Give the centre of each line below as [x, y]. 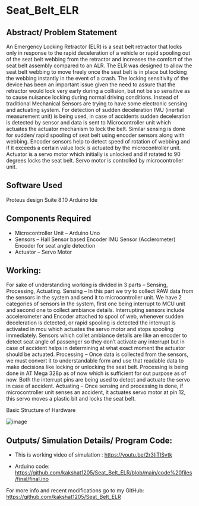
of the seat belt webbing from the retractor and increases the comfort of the [99, 59]
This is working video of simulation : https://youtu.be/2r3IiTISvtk [93, 455]
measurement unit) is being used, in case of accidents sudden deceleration [99, 116]
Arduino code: [32, 466]
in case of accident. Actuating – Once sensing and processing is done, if [95, 386]
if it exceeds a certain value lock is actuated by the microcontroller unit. [94, 148]
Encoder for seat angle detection [55, 245]
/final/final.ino [32, 479]
